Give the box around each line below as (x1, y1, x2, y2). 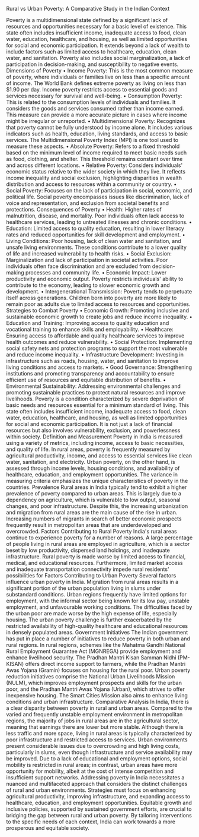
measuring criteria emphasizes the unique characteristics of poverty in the (6, 478, 188, 484)
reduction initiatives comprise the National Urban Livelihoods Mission (6, 673, 175, 680)
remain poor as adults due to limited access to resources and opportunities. (6, 301, 191, 308)
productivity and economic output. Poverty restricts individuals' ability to (6, 276, 184, 282)
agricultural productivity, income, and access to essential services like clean (6, 452, 192, 459)
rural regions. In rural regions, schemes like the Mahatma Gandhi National (6, 642, 185, 648)
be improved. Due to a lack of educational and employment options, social (6, 755, 188, 762)
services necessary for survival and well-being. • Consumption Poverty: (6, 92, 182, 99)
